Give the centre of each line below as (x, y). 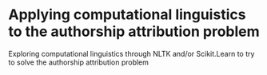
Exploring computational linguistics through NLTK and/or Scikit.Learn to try (132, 53)
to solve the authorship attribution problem (79, 62)
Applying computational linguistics (127, 15)
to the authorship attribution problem (134, 32)
